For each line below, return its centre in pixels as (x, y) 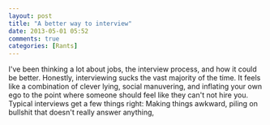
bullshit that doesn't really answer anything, (81, 112)
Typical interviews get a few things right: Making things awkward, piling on (133, 104)
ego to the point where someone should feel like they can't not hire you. (129, 95)
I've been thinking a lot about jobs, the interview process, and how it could (133, 69)
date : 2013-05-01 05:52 (49, 31)
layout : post (30, 16)
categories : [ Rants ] (43, 46)
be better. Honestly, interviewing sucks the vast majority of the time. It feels (135, 78)
